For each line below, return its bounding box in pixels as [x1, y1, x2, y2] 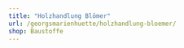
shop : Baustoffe [8, 27, 64, 35]
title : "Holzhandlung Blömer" [8, 11, 112, 20]
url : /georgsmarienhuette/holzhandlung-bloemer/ [8, 20, 177, 28]
